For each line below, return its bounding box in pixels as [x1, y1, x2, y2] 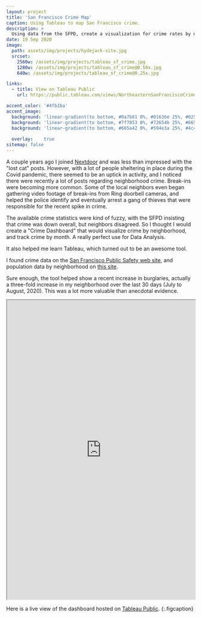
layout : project [6, 8, 47, 15]
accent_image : [6, 108, 42, 114]
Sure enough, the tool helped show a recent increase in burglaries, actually [6, 274, 191, 281]
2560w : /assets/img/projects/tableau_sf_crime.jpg [17, 59, 146, 65]
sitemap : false [6, 142, 44, 148]
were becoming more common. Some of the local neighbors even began [6, 183, 185, 190]
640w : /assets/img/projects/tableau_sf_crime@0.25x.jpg [17, 70, 160, 76]
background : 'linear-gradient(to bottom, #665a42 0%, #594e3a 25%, [11, 125, 183, 131]
